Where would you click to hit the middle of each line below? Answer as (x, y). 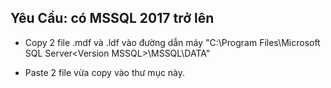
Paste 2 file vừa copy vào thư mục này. (105, 72)
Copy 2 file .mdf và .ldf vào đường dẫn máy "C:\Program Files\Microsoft (172, 42)
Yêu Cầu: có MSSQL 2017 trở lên (112, 18)
